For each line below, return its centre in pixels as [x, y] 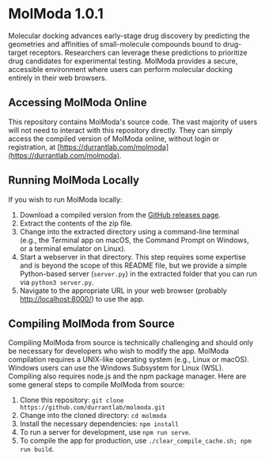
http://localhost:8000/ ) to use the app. [82, 298]
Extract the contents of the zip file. [76, 223]
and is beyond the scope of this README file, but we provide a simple [133, 265]
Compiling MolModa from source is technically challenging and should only [131, 343]
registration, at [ [34, 146]
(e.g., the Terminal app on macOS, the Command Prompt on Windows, [134, 240]
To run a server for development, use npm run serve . [105, 432]
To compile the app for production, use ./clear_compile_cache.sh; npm [135, 441]
